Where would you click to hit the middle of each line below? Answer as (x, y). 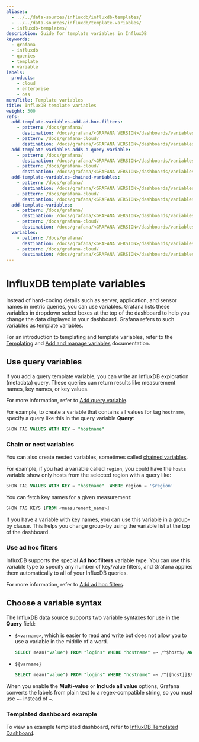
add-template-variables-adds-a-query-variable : (71, 150)
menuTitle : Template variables (45, 100)
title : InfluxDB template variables (51, 105)
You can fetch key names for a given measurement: (69, 497)
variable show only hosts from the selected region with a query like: (89, 475)
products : (23, 78)
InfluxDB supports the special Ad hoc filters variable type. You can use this (98, 560)
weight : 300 (21, 111)
